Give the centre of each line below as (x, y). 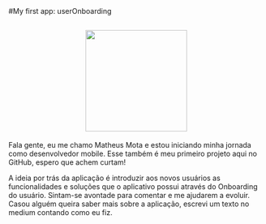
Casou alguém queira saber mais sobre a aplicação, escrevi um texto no (129, 204)
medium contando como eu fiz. (60, 212)
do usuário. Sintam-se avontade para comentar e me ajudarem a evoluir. (129, 195)
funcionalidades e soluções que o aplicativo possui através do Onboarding (133, 186)
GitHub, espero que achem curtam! (67, 162)
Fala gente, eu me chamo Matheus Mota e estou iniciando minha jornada (130, 144)
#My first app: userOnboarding (60, 11)
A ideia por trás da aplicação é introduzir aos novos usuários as (114, 178)
